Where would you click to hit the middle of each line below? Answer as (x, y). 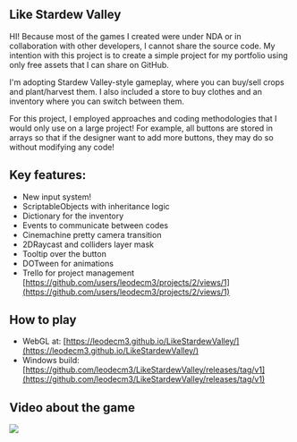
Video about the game (72, 408)
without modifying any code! (62, 147)
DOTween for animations (68, 263)
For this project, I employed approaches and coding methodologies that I (143, 118)
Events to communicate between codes (95, 225)
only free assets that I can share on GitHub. (89, 64)
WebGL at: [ (44, 341)
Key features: (48, 175)
